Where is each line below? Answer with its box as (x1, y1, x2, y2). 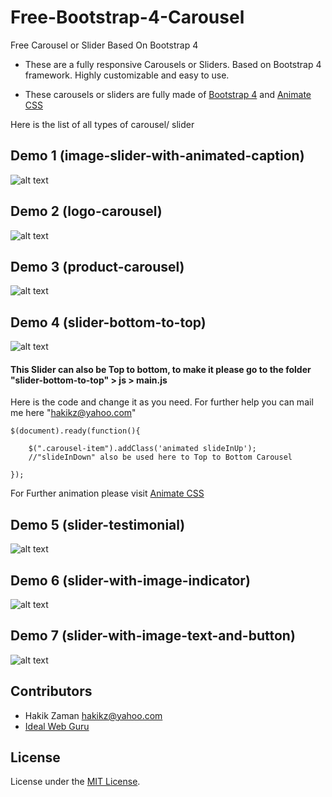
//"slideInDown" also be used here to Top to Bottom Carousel (28, 452, 293, 463)
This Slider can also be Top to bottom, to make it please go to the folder (10, 363, 312, 375)
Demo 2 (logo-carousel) (10, 203, 163, 220)
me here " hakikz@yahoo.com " (10, 407, 137, 419)
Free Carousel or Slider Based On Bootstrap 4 (10, 39, 199, 51)
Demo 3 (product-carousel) (10, 258, 185, 275)
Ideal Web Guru (24, 720, 90, 732)
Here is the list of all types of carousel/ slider (10, 118, 195, 130)
